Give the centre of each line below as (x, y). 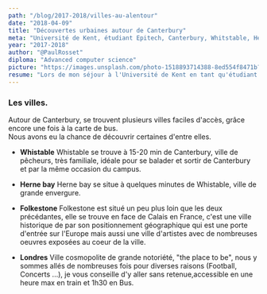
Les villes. (28, 103)
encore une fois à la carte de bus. (63, 128)
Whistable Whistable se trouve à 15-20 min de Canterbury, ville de (129, 152)
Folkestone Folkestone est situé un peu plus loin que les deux (121, 208)
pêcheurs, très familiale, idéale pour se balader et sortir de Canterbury (135, 161)
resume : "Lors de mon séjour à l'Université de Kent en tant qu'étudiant (133, 75)
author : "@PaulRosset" (46, 52)
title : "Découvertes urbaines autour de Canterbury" (97, 30)
